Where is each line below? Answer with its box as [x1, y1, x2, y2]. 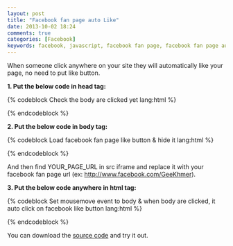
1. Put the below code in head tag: [7, 82, 106, 90]
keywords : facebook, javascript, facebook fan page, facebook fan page [7, 42, 218, 49]
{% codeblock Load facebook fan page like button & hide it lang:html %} [7, 136, 214, 144]
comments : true [7, 29, 51, 37]
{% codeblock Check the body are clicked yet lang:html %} [7, 96, 177, 104]
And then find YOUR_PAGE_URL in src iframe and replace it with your [7, 163, 204, 170]
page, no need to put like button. [7, 69, 101, 77]
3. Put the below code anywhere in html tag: [7, 184, 137, 191]
